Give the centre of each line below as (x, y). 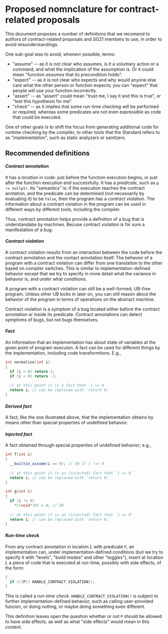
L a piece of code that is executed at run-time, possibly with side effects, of (83, 562)
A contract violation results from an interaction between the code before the (84, 252)
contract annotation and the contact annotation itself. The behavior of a (79, 257)
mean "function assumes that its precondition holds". (67, 74)
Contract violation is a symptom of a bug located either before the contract (82, 309)
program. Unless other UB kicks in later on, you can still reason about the (81, 294)
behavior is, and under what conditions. (46, 279)
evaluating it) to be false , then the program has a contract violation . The (80, 199)
